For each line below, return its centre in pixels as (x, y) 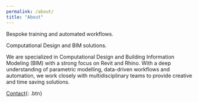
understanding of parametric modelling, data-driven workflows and (88, 69)
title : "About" (25, 17)
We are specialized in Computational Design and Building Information (90, 57)
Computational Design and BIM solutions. (56, 45)
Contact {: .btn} (24, 93)
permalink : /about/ (30, 11)
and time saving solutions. (38, 82)
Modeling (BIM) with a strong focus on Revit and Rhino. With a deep (89, 63)
